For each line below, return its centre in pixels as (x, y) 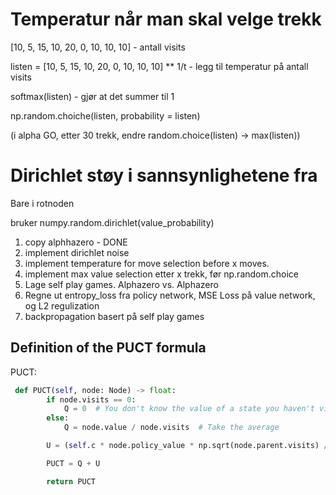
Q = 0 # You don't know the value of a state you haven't (189, 409)
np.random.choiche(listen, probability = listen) (105, 115)
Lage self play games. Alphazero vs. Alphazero (121, 284)
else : (58, 418)
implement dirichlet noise (77, 252)
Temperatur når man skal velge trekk (166, 19)
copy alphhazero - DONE (76, 242)
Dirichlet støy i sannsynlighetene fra (164, 175)
